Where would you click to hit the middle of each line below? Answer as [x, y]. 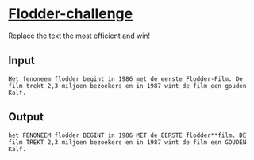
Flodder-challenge [71, 14]
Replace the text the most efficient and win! [79, 36]
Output [26, 117]
